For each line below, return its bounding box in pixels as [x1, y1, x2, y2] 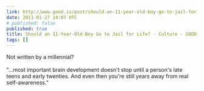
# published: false [6, 20, 56, 26]
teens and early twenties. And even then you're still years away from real [6, 73, 189, 80]
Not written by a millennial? [6, 54, 74, 60]
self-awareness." [6, 79, 49, 86]
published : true [6, 25, 47, 32]
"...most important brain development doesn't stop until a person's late [6, 66, 183, 73]
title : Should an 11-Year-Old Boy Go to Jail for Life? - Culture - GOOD [6, 31, 197, 37]
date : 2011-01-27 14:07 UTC [6, 14, 78, 20]
